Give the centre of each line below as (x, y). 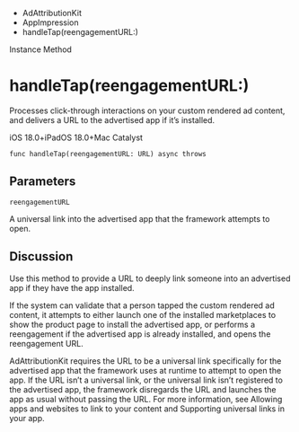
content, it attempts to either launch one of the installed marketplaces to (143, 314)
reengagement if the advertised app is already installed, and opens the (140, 334)
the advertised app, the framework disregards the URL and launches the (143, 389)
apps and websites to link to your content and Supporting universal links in (147, 409)
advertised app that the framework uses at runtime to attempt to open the (145, 370)
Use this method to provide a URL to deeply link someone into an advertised (150, 278)
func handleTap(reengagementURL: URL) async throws (108, 154)
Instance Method (40, 49)
